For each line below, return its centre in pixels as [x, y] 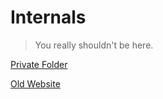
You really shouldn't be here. [94, 45]
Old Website [35, 83]
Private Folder [39, 64]
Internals [48, 17]
